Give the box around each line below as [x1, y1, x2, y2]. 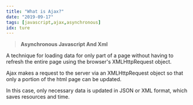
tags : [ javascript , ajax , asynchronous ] [6, 19, 101, 25]
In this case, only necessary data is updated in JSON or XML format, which [6, 87, 188, 94]
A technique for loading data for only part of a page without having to [6, 52, 174, 59]
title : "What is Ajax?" [6, 8, 65, 15]
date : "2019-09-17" [6, 14, 54, 20]
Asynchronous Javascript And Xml [20, 41, 108, 48]
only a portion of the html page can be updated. [6, 76, 122, 83]
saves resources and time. [6, 93, 70, 100]
